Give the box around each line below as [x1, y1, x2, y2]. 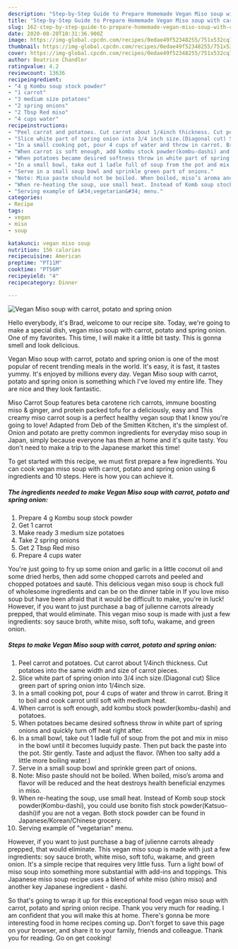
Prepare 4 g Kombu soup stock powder [18, 513, 133, 522]
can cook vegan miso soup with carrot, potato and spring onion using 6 [8, 464, 216, 473]
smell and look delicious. [8, 340, 80, 350]
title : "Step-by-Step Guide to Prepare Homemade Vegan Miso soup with [8, 17, 220, 24]
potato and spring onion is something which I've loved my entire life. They [8, 377, 223, 386]
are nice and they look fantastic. [8, 384, 102, 393]
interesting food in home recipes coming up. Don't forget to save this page [8, 919, 225, 927]
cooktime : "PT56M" [8, 266, 62, 273]
